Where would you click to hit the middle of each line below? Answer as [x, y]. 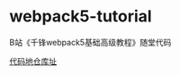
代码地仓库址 [33, 61]
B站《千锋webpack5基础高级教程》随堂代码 [90, 42]
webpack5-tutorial [81, 17]
